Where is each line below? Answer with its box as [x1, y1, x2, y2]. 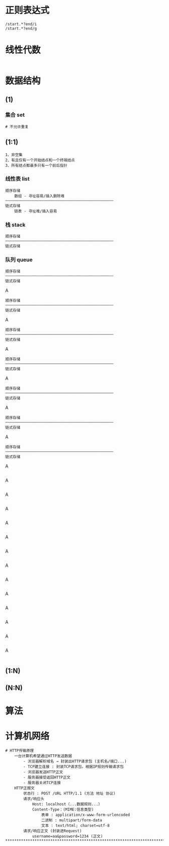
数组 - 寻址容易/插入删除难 [14, 193, 65, 199]
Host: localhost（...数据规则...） [32, 802, 102, 807]
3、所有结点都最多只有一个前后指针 [5, 163, 68, 168]
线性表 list [5, 175, 30, 182]
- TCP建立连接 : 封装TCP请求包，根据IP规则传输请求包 [23, 764, 124, 769]
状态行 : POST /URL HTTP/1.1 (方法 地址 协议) [23, 791, 116, 796]
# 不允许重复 [5, 124, 29, 129]
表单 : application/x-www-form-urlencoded [41, 812, 130, 818]
